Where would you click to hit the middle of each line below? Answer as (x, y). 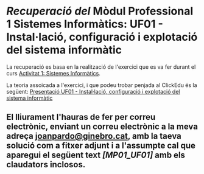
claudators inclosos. (46, 165)
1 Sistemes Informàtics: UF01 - (85, 24)
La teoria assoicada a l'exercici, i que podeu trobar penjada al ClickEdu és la (102, 85)
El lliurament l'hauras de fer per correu (81, 117)
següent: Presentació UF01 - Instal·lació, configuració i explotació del (93, 91)
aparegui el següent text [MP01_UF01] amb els (96, 155)
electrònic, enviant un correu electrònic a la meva (102, 127)
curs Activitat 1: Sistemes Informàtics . (53, 73)
